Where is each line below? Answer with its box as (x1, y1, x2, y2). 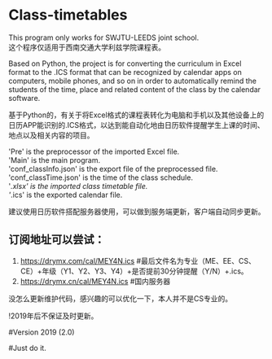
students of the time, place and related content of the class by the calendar (8, 84, 261, 94)
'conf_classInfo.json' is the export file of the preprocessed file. (8, 164, 218, 173)
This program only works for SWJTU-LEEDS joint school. (8, 33, 200, 42)
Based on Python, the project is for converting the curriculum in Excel (8, 59, 242, 68)
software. (8, 93, 41, 103)
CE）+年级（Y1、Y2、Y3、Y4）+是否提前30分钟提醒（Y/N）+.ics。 (20, 266, 248, 276)
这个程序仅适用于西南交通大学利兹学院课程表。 (8, 42, 165, 52)
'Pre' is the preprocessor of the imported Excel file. (8, 147, 180, 156)
